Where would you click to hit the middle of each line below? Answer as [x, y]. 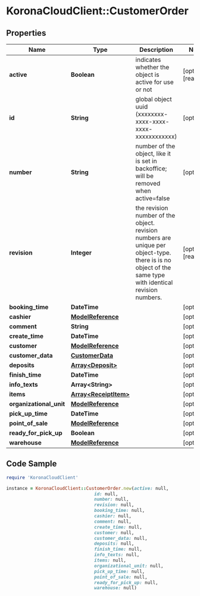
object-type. [153, 253]
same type [150, 275]
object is [147, 74]
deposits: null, [114, 544]
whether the [152, 67]
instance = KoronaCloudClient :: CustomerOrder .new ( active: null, [87, 488]
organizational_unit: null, [129, 566]
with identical [154, 283]
